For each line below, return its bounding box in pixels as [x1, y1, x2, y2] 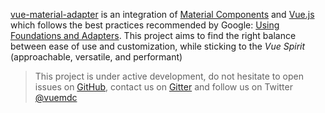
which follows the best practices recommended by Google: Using [10, 19, 280, 31]
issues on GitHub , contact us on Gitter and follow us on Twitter [34, 81, 293, 93]
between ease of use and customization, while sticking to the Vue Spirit [10, 40, 306, 52]
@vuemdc [34, 92, 78, 103]
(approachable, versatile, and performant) [10, 51, 183, 63]
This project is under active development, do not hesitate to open [34, 70, 304, 82]
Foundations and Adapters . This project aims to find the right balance [10, 30, 297, 41]
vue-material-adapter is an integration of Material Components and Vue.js [10, 9, 315, 20]
